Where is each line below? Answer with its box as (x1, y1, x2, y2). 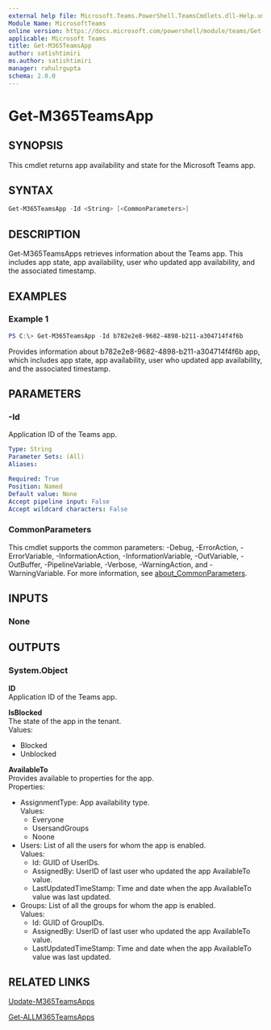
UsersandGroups (31, 823, 90, 833)
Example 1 (8, 313, 49, 325)
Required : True (8, 475, 60, 483)
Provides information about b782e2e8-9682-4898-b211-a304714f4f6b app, (8, 347, 261, 356)
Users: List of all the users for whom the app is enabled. (19, 840, 206, 850)
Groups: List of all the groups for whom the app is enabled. (19, 900, 216, 910)
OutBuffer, (8, 559, 43, 570)
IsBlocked (8, 708, 43, 717)
